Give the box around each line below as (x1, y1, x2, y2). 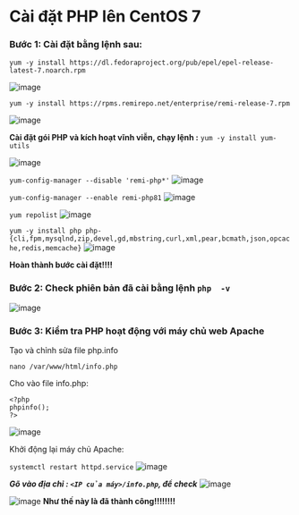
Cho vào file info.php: (9, 378, 90, 389)
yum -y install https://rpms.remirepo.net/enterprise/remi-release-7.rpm (9, 99, 291, 108)
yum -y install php (9, 226, 82, 236)
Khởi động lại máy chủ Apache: (9, 444, 124, 455)
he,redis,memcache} (9, 244, 82, 253)
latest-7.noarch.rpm (9, 66, 87, 75)
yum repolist (9, 211, 58, 220)
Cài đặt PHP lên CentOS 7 (9, 6, 201, 27)
